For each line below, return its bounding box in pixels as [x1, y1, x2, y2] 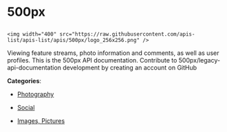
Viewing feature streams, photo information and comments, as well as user [7, 49, 219, 57]
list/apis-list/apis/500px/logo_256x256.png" [7, 37, 140, 44]
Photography [17, 90, 54, 98]
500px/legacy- [178, 56, 221, 65]
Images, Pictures [17, 117, 65, 125]
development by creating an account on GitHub [63, 63, 197, 72]
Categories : [7, 77, 42, 85]
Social [17, 104, 35, 112]
